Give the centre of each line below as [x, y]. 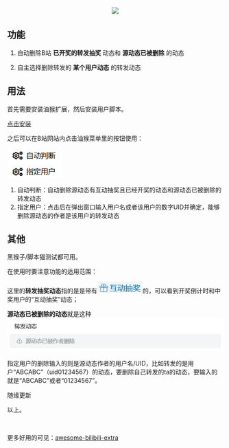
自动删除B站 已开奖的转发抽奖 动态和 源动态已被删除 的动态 [100, 53]
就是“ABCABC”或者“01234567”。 [54, 381]
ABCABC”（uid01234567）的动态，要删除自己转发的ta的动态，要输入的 [117, 372]
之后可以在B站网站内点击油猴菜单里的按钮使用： [75, 138]
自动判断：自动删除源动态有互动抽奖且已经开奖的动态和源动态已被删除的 [119, 190]
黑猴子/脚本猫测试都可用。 [45, 257]
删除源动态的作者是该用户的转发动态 [68, 215]
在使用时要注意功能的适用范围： [52, 271]
